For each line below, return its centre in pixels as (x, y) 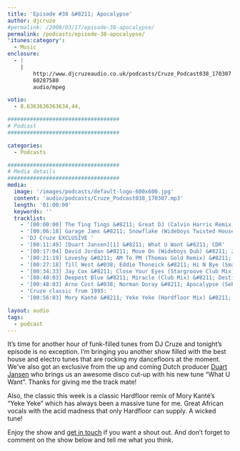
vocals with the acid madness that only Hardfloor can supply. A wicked (112, 411)
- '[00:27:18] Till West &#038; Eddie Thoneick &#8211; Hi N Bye (120, 265)
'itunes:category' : (36, 41)
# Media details (31, 172)
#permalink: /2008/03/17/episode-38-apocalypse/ (81, 27)
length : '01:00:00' (43, 205)
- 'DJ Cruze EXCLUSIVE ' (57, 238)
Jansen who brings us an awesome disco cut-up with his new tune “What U (119, 375)
